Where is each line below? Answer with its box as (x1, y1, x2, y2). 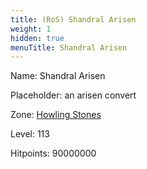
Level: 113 (10, 128, 50, 140)
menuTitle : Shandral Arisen (10, 42, 128, 53)
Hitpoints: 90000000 (10, 147, 97, 160)
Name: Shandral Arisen (10, 70, 106, 82)
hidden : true (10, 33, 65, 43)
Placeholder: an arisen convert (10, 89, 137, 101)
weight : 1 (10, 24, 52, 34)
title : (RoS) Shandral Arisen (10, 14, 137, 25)
